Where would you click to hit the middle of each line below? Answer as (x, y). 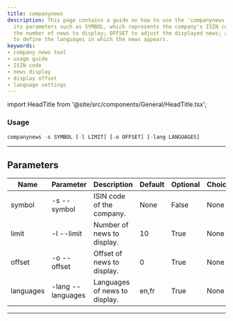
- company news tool (37, 53)
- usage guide (28, 59)
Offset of (108, 254)
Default (152, 185)
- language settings (37, 85)
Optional (185, 185)
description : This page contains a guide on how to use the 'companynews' (118, 20)
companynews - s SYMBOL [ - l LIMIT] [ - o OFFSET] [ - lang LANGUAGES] (103, 137)
